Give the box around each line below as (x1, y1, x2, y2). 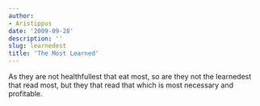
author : (8, 11, 35, 20)
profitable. (8, 89, 43, 98)
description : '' (8, 34, 63, 43)
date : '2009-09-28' (8, 27, 74, 35)
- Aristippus (8, 19, 52, 28)
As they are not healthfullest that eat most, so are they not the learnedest (8, 72, 252, 81)
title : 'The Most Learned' (8, 49, 99, 57)
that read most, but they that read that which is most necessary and (8, 80, 234, 90)
